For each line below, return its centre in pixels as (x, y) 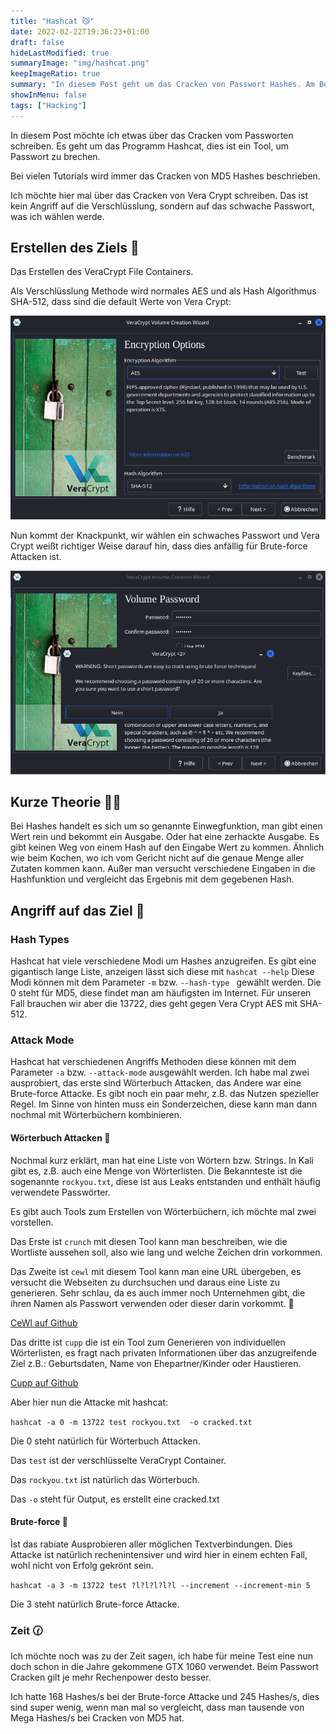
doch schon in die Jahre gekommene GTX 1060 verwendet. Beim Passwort (164, 1667)
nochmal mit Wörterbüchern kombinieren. (96, 1115)
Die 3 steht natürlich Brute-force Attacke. (95, 1604)
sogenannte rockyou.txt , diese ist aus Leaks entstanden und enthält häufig (165, 1181)
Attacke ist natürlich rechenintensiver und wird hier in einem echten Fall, (159, 1554)
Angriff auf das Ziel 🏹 (77, 910)
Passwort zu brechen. (55, 156)
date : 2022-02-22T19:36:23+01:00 (80, 31)
